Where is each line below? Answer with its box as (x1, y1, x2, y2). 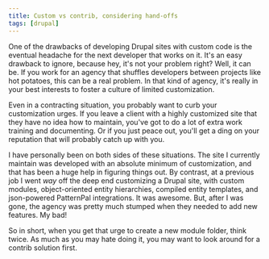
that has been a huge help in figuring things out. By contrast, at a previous (8, 167, 255, 177)
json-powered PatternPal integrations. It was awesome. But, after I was (8, 193, 244, 203)
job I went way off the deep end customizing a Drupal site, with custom (8, 175, 245, 186)
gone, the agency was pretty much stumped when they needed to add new (8, 201, 258, 211)
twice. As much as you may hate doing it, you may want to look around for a (8, 234, 260, 244)
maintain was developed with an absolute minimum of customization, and (8, 158, 252, 168)
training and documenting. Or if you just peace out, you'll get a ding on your (8, 126, 260, 136)
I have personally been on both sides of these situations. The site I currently (8, 150, 260, 160)
